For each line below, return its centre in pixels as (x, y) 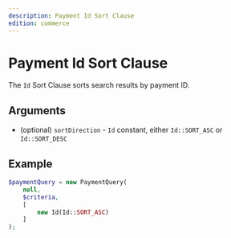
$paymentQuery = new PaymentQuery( (68, 183)
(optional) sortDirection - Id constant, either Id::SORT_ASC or (121, 130)
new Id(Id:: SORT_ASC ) (73, 212)
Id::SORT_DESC (43, 139)
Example (30, 164)
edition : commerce (39, 23)
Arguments (37, 111)
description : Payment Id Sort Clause (71, 16)
